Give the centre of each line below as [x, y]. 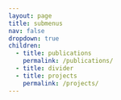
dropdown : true [34, 38]
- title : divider [45, 69]
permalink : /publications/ [68, 61]
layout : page [30, 16]
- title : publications [54, 53]
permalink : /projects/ [61, 83]
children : [25, 46]
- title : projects [47, 76]
